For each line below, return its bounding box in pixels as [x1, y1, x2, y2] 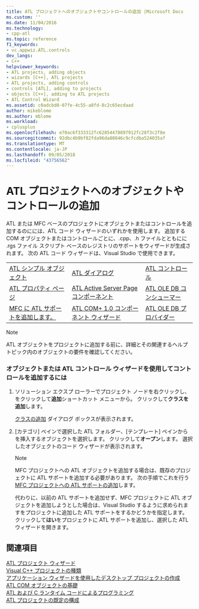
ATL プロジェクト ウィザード [6, 560, 76, 567]
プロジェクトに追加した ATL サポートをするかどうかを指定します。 [25, 509, 188, 516]
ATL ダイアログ [72, 269, 114, 277]
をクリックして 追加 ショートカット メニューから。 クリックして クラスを [14, 395, 189, 402]
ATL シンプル [9, 265, 46, 273]
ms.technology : [6, 25, 44, 31]
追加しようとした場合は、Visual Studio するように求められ [40, 501, 184, 509]
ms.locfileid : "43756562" [6, 157, 70, 163]
